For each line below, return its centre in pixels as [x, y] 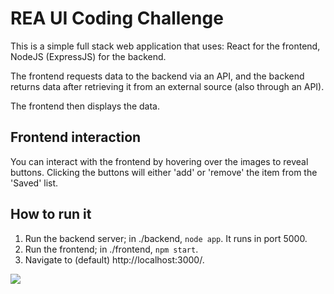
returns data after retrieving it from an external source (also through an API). [167, 86]
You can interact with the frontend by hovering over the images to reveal [159, 161]
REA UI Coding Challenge [117, 18]
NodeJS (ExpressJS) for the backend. [88, 56]
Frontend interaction [76, 137]
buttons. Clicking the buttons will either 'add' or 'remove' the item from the [164, 172]
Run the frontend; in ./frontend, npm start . [111, 249]
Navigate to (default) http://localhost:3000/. [114, 259]
